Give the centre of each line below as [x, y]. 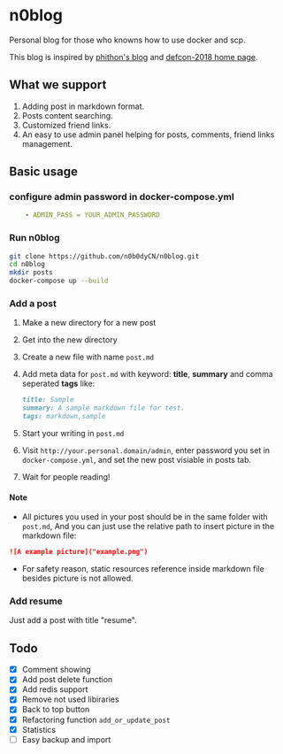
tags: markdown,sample [64, 417]
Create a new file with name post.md [88, 357]
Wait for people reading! [66, 477]
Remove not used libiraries [70, 699]
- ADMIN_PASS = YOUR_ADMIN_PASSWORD [93, 215]
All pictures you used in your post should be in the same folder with [145, 517]
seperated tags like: [58, 384]
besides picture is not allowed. [77, 578]
